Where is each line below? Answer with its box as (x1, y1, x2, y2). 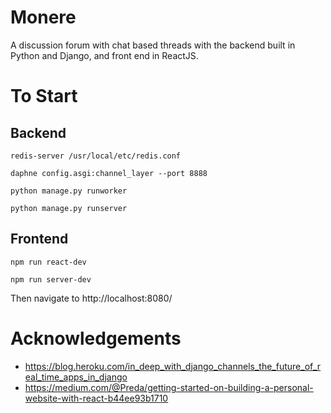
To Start (10, 85, 78, 108)
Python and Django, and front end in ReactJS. (10, 49, 199, 61)
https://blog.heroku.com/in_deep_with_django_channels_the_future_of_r (24, 360, 322, 372)
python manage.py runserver (10, 203, 128, 213)
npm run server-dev (10, 274, 92, 285)
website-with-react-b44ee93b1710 (24, 392, 169, 404)
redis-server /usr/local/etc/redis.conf (10, 151, 182, 161)
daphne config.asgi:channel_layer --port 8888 (10, 168, 208, 178)
